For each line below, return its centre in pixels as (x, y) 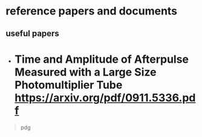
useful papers (33, 33)
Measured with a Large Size (85, 72)
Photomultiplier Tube (68, 85)
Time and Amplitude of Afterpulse (101, 59)
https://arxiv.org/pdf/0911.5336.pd (105, 97)
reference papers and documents (92, 11)
